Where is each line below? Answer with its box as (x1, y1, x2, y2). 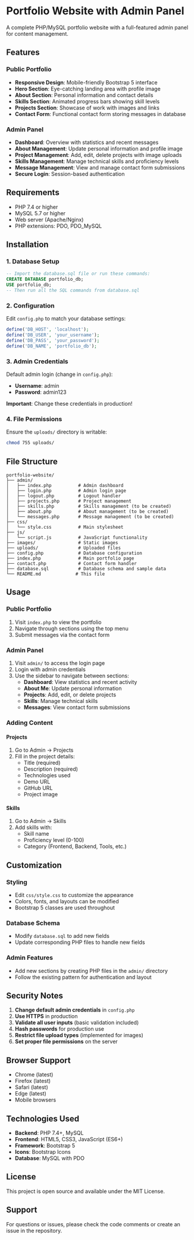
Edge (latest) (14, 1090, 46, 1097)
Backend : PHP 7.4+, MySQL (14, 1129, 84, 1137)
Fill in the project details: (14, 753, 76, 760)
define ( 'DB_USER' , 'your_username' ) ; (6, 332, 100, 338)
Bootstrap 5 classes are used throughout (14, 904, 115, 911)
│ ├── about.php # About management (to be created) (6, 508, 169, 514)
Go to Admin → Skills (14, 818, 67, 825)
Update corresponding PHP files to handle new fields (14, 938, 145, 946)
